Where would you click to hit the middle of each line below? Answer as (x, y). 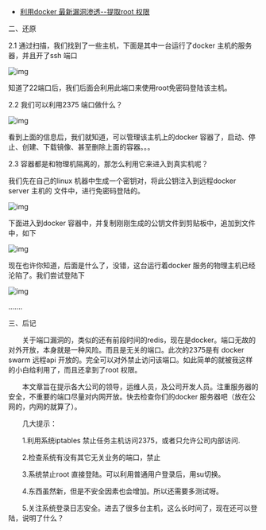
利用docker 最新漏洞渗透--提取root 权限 (85, 12)
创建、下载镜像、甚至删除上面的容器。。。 (88, 147)
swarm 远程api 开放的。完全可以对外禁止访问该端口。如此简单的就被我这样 (131, 360)
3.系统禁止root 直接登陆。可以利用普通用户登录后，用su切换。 (123, 474)
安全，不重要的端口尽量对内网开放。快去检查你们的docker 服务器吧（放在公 (132, 397)
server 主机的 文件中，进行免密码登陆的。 (76, 191)
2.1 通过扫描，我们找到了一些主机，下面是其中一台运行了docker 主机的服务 (130, 45)
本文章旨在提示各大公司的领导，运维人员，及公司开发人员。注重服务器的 (140, 387)
